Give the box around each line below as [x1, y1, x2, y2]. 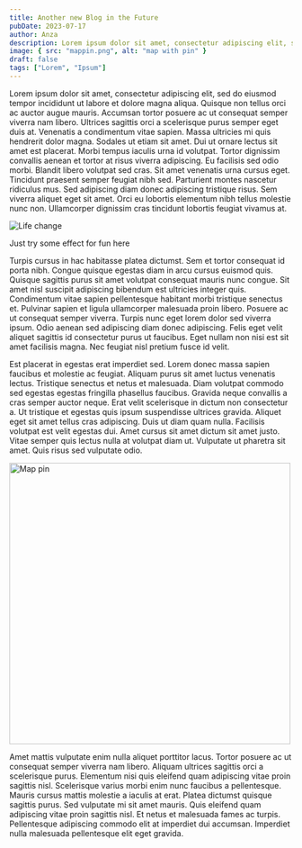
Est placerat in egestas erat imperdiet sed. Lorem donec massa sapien [9, 358, 271, 369]
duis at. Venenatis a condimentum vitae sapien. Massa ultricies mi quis [9, 126, 271, 137]
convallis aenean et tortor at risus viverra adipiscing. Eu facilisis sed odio [9, 155, 280, 166]
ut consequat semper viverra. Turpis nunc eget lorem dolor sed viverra [9, 312, 271, 323]
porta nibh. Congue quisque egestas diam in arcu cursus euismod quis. [9, 265, 274, 275]
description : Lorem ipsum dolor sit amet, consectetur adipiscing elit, [9, 38, 288, 48]
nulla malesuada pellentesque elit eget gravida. [9, 827, 184, 838]
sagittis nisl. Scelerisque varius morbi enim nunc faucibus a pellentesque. [9, 780, 281, 790]
